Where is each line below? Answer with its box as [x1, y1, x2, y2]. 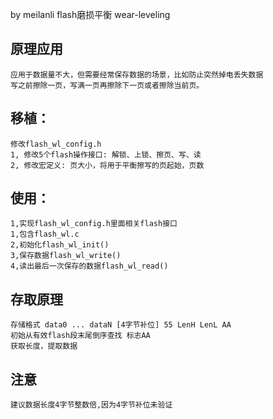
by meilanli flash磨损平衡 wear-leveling [10, 9, 171, 20]
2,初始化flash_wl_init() [10, 240, 110, 250]
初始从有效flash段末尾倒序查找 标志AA [10, 331, 151, 341]
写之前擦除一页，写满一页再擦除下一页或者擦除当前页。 [10, 80, 205, 90]
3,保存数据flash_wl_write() [10, 251, 122, 261]
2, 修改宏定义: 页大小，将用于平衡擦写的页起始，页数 [10, 160, 205, 170]
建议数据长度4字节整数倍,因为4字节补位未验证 [10, 400, 173, 410]
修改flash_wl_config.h [10, 139, 102, 149]
